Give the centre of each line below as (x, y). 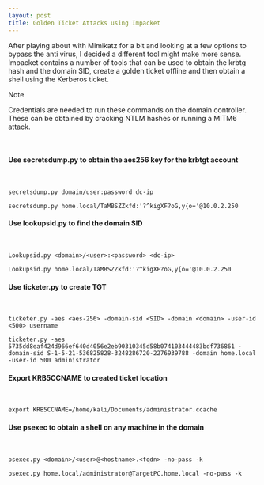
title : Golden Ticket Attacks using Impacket (84, 23)
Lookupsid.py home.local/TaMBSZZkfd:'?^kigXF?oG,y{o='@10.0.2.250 (120, 269)
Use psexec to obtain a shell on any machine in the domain (106, 427)
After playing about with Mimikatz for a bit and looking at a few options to (127, 45)
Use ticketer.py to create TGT (57, 286)
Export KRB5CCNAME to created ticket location (88, 377)
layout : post (30, 15)
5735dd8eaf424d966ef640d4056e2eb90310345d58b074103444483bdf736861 (122, 347)
